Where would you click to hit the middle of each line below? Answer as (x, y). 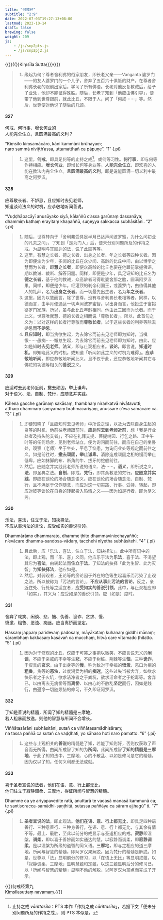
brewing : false (20, 32)
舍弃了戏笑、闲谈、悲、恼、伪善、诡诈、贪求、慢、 (56, 617)
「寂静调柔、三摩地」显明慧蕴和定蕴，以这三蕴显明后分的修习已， (90, 863)
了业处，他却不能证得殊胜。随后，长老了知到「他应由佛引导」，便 (89, 93)
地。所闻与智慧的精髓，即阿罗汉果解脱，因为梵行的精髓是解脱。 (88, 851)
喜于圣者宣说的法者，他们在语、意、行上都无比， (54, 785)
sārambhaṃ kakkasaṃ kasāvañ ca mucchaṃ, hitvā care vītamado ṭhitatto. (79, 638)
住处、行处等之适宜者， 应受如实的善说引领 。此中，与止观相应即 (92, 587)
